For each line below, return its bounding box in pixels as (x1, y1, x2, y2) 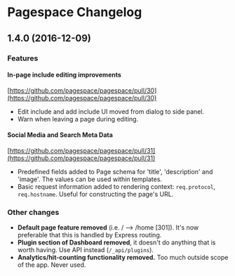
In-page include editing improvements (7, 71, 121, 79)
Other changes (7, 207, 60, 217)
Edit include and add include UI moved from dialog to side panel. (17, 107, 205, 116)
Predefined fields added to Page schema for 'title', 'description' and (17, 167, 213, 176)
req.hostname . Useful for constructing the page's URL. (17, 190, 174, 198)
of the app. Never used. (17, 261, 86, 269)
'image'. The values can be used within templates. (17, 175, 163, 183)
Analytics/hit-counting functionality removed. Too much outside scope (17, 254, 229, 262)
